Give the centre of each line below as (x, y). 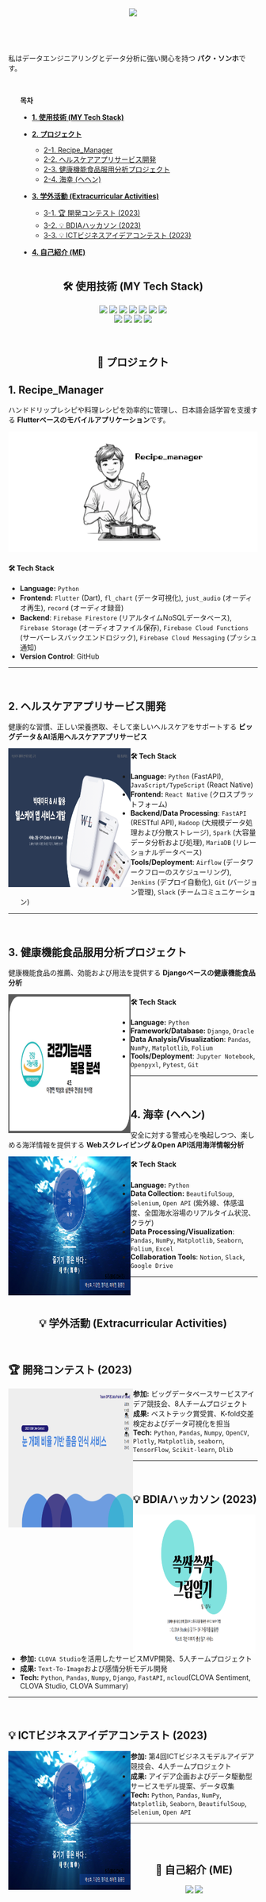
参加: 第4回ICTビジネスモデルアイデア (192, 1756)
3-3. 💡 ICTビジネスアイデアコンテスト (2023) (117, 235)
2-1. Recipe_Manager (78, 150)
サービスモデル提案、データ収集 (182, 1786)
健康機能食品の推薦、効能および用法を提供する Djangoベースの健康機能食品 (132, 973)
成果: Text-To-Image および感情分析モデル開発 (93, 1668)
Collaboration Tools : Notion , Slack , (188, 1257)
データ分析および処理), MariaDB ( (183, 843)
